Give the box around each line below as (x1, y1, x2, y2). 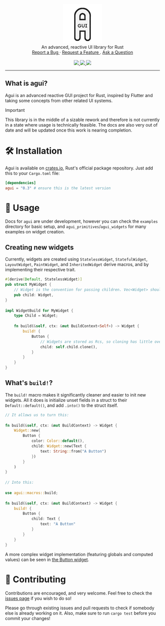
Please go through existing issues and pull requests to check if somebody (5, 605, 155, 611)
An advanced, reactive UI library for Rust (41, 44, 124, 50)
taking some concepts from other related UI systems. (5, 98, 113, 103)
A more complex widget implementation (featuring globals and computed (5, 551, 153, 557)
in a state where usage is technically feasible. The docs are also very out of (5, 122, 158, 128)
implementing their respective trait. (5, 267, 76, 273)
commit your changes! (5, 615, 51, 621)
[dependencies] (5, 180, 36, 185)
